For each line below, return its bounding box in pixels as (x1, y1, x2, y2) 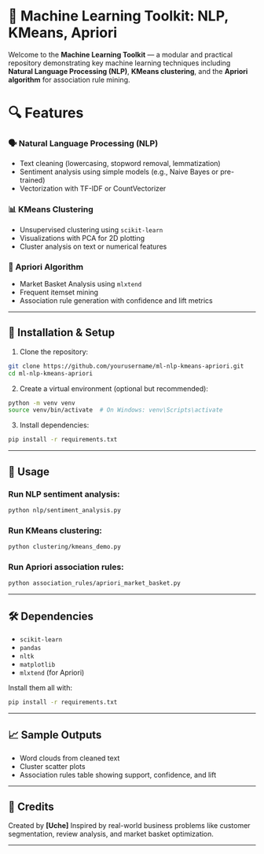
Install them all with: (8, 682, 73, 692)
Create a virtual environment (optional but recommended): (19, 383, 208, 393)
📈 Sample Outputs (8, 728, 102, 742)
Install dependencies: (19, 420, 90, 430)
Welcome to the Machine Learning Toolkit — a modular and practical (8, 50, 233, 59)
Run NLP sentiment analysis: (8, 488, 120, 499)
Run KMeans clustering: (8, 525, 102, 536)
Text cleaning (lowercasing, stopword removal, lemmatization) (19, 159, 222, 168)
